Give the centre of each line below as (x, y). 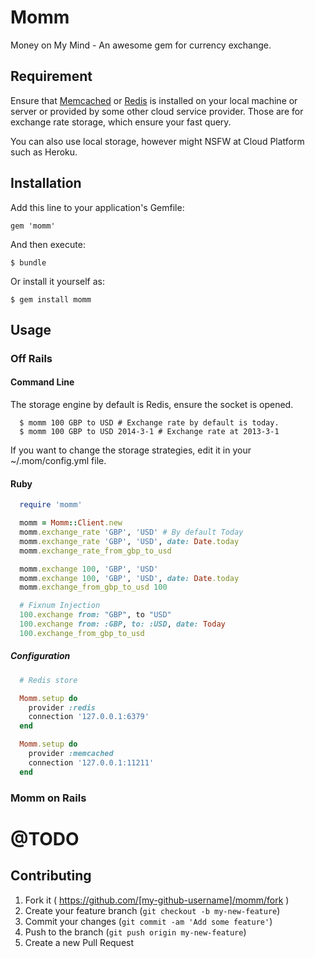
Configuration (40, 656)
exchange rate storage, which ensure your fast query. (121, 122)
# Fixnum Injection (60, 606)
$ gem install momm (51, 299)
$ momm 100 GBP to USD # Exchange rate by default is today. (149, 423)
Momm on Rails (48, 798)
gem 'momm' (33, 226)
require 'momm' (51, 505)
